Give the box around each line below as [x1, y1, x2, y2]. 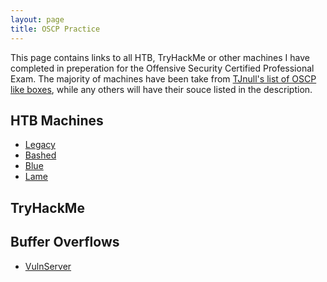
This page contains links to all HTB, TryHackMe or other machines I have [10, 51, 310, 63]
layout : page [10, 14, 65, 25]
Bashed [24, 149, 57, 161]
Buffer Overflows [10, 234, 120, 251]
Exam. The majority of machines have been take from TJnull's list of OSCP [10, 72, 317, 85]
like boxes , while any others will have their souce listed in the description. [10, 83, 313, 95]
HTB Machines [10, 112, 104, 129]
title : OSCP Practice [10, 24, 101, 34]
